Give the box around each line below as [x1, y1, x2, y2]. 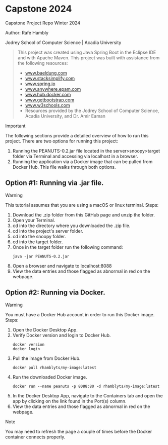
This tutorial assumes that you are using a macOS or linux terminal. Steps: [5, 202, 159, 208]
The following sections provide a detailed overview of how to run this [5, 132, 149, 138]
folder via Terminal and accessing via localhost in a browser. [12, 153, 139, 159]
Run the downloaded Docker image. [12, 374, 87, 380]
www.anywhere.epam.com [25, 86, 81, 92]
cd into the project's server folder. [12, 228, 84, 234]
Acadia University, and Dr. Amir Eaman [25, 113, 106, 119]
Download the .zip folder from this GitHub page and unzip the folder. [12, 211, 155, 218]
